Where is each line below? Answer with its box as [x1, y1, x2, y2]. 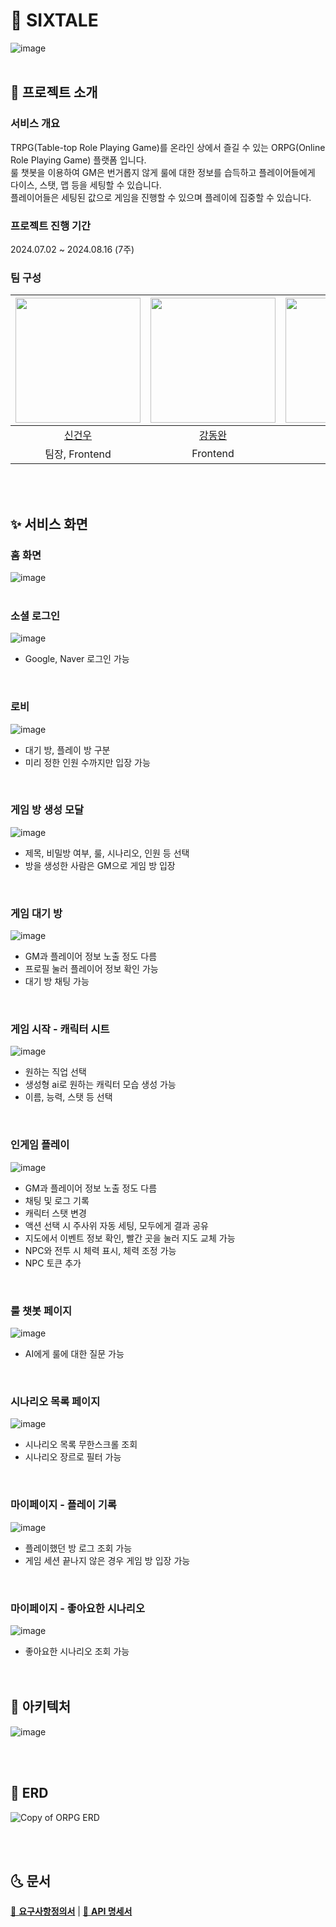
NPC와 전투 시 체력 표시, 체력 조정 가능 [24, 1244, 177, 1256]
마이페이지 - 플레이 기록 [10, 1498, 117, 1512]
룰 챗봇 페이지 [10, 1304, 73, 1318]
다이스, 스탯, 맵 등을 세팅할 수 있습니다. [10, 179, 162, 191]
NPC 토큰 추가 [24, 1257, 82, 1269]
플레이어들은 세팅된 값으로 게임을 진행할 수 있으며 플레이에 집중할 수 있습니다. [10, 191, 312, 203]
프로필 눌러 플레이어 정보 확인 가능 [24, 963, 159, 975]
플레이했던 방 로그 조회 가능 [24, 1542, 133, 1554]
